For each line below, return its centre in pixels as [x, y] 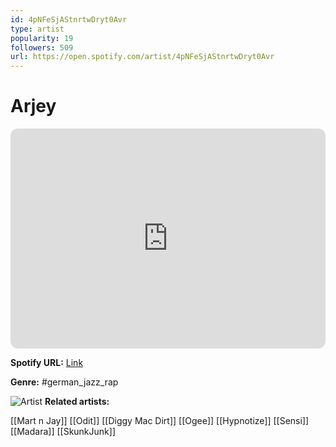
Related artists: [77, 402]
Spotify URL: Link [47, 363]
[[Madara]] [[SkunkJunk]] [63, 432]
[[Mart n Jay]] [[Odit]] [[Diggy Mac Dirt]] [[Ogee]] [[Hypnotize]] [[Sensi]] [160, 421]
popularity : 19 [42, 38]
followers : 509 [42, 47]
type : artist [37, 29]
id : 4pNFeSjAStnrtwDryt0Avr [69, 19]
